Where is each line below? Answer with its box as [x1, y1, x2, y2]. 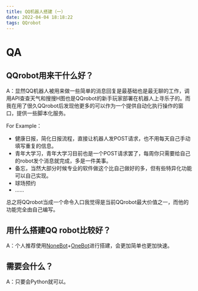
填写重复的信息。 [14, 142, 57, 149]
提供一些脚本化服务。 [16, 109, 69, 117]
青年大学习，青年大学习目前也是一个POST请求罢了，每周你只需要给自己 [14, 150, 191, 157]
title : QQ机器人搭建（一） [6, 8, 66, 15]
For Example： [6, 123, 42, 130]
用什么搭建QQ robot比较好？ [6, 225, 111, 235]
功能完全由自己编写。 [6, 206, 58, 213]
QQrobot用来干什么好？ [6, 70, 94, 80]
